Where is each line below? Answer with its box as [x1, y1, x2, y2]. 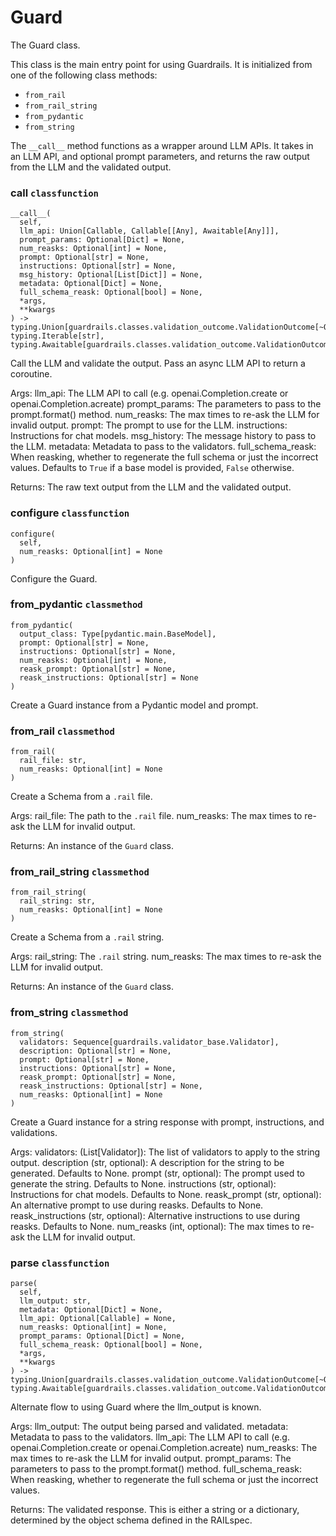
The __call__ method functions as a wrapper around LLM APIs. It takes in [10, 139, 314, 151]
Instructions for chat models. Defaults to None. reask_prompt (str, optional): [10, 1188, 322, 1200]
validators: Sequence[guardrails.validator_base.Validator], [19, 1037, 280, 1047]
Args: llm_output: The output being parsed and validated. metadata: [10, 1421, 289, 1433]
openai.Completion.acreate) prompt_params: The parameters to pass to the [10, 398, 322, 410]
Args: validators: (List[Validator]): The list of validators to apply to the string [10, 1146, 321, 1158]
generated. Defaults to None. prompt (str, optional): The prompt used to [10, 1167, 306, 1179]
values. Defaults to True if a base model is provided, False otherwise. [10, 462, 295, 474]
